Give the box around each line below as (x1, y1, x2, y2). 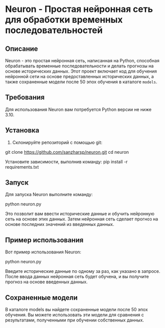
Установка (5, 126, 40, 135)
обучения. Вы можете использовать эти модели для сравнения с (5, 312, 144, 318)
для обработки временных (5, 14, 123, 25)
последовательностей (5, 25, 103, 36)
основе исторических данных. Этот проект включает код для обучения (5, 68, 157, 74)
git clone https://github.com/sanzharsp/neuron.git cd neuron (5, 149, 129, 155)
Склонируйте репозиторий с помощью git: (12, 139, 103, 145)
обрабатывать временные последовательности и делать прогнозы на (5, 63, 154, 69)
